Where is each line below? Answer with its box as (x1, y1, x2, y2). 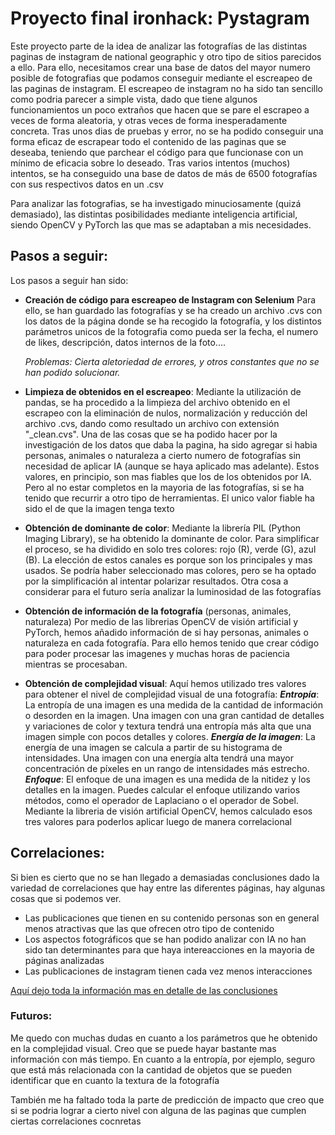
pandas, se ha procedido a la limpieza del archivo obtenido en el (24, 396, 291, 408)
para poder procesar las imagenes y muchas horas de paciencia (24, 647, 290, 659)
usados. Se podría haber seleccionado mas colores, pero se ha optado (24, 564, 317, 576)
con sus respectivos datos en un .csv (10, 178, 164, 190)
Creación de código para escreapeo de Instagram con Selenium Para (24, 293, 317, 306)
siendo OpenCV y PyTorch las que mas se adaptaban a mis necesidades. (10, 218, 312, 231)
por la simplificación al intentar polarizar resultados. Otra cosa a (24, 575, 289, 587)
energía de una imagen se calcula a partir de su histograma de (24, 741, 283, 753)
